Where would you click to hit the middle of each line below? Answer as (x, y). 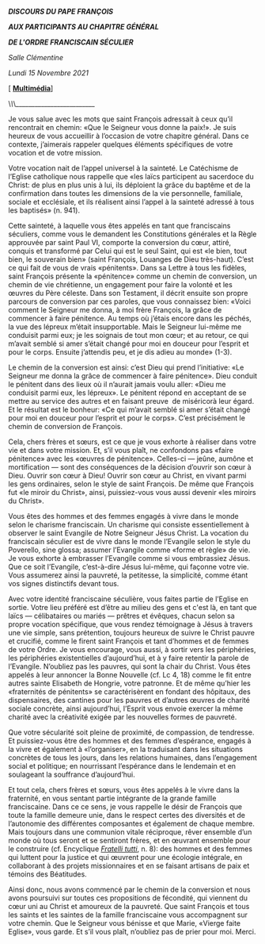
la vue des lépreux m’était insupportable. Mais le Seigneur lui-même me (125, 327)
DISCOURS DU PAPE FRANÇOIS (61, 12)
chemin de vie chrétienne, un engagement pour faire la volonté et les (121, 284)
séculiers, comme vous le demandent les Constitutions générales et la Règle (132, 234)
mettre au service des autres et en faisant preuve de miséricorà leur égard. (131, 401)
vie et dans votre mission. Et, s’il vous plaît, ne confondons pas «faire (121, 450)
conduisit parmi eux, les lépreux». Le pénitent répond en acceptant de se (127, 393)
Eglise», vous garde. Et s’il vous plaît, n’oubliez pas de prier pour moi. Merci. (132, 932)
